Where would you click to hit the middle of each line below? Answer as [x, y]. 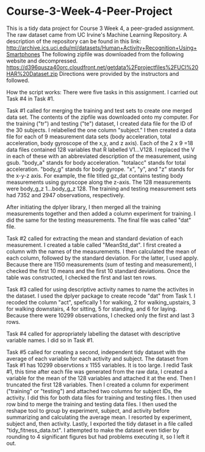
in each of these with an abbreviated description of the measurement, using [102, 156]
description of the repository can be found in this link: [74, 41]
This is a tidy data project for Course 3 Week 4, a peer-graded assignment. [101, 28]
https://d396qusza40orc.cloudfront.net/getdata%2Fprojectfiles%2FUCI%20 [103, 67]
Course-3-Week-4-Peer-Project [89, 11]
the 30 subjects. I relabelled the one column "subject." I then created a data [101, 130]
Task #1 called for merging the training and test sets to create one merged [99, 110]
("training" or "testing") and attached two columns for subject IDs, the [94, 391]
